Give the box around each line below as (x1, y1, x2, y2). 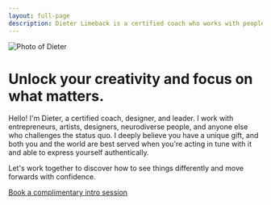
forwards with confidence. (8, 172, 96, 182)
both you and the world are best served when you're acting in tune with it (8, 139, 252, 149)
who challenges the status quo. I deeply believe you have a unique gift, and (8, 131, 259, 140)
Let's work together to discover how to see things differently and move (8, 163, 244, 174)
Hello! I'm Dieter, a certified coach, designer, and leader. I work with (8, 114, 234, 123)
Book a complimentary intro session (8, 187, 127, 198)
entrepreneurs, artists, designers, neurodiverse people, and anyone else (8, 122, 248, 132)
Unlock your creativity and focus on (8, 69, 253, 88)
